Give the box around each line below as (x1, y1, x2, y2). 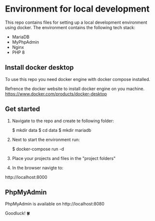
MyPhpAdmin (12, 39, 39, 45)
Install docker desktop (5, 63, 74, 72)
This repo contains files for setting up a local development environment (5, 19, 147, 25)
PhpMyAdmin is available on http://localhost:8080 (5, 201, 105, 207)
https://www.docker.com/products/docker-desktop (5, 91, 108, 96)
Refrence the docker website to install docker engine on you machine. (5, 86, 145, 92)
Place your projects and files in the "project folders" (12, 155, 116, 161)
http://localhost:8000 (5, 174, 47, 180)
